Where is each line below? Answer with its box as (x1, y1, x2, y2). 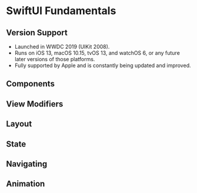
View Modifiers (6, 99, 64, 109)
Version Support (6, 28, 68, 38)
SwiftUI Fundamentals (6, 4, 116, 18)
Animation (6, 179, 45, 189)
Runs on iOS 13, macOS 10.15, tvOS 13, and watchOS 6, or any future (14, 49, 181, 56)
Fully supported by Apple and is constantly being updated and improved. (14, 62, 191, 69)
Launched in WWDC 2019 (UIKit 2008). (14, 43, 110, 50)
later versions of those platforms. (14, 56, 95, 62)
